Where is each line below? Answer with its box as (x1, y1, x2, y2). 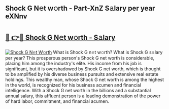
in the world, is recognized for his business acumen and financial (5, 82, 141, 88)
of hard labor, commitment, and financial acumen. (5, 98, 109, 104)
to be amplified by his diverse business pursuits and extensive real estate (5, 71, 159, 77)
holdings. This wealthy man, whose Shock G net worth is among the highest (5, 76, 164, 83)
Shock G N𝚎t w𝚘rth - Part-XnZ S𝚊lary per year (5, 4, 155, 13)
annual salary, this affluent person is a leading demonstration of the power (5, 93, 161, 99)
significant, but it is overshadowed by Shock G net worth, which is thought (5, 66, 161, 72)
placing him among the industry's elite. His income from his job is (5, 61, 142, 66)
